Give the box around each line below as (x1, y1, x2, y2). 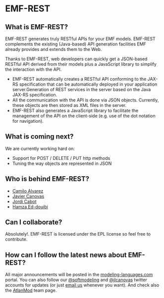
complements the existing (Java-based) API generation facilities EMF (5, 41, 146, 47)
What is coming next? (5, 132, 74, 141)
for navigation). (12, 118, 44, 124)
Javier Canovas (12, 193, 45, 199)
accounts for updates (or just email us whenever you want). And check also (5, 282, 160, 288)
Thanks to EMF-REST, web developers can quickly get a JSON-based (5, 56, 148, 62)
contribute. (5, 236, 28, 243)
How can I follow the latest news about (5, 250, 127, 259)
